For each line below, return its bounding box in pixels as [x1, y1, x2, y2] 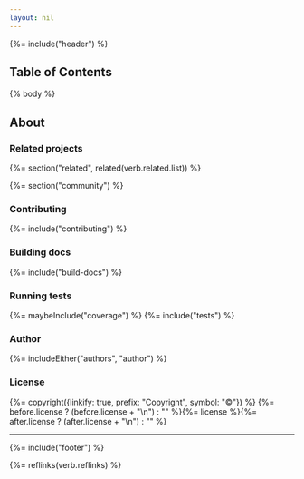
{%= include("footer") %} [9, 442, 105, 453]
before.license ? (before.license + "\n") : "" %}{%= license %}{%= [9, 406, 258, 417]
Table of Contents [9, 64, 113, 80]
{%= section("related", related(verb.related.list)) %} [9, 162, 202, 173]
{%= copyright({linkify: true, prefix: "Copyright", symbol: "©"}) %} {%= [9, 396, 275, 407]
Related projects [9, 142, 83, 154]
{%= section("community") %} [9, 181, 124, 191]
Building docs [9, 246, 71, 259]
